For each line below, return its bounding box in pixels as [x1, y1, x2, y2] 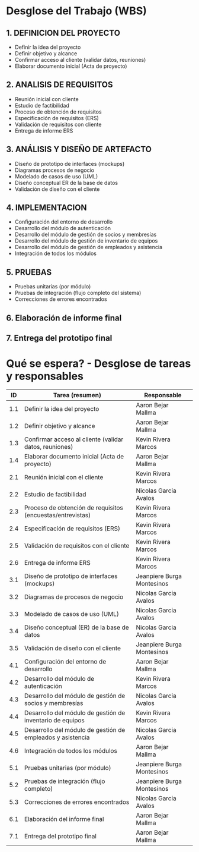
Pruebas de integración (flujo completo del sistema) [14, 290, 142, 297]
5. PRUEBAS [6, 267, 52, 277]
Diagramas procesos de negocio [14, 166, 95, 174]
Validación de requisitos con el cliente [24, 541, 130, 549]
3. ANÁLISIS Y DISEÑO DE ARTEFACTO [6, 144, 152, 155]
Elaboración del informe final [24, 815, 104, 823]
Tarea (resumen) [53, 391, 102, 399]
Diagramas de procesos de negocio [24, 593, 124, 601]
